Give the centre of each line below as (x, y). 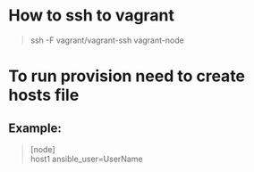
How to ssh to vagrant (92, 16)
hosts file (44, 95)
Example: (35, 128)
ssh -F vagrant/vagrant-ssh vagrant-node (107, 40)
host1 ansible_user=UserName (87, 159)
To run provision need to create (127, 76)
